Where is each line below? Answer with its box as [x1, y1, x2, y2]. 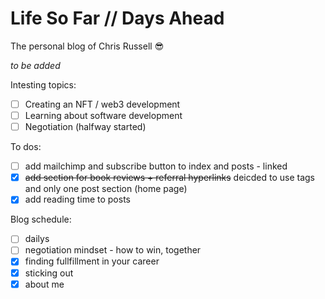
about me [24, 278, 65, 290]
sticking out [24, 267, 74, 279]
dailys [24, 233, 50, 245]
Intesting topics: [10, 78, 77, 91]
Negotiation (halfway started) [24, 121, 147, 133]
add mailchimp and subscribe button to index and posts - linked [24, 160, 288, 172]
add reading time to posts [24, 193, 131, 206]
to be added [10, 59, 61, 71]
